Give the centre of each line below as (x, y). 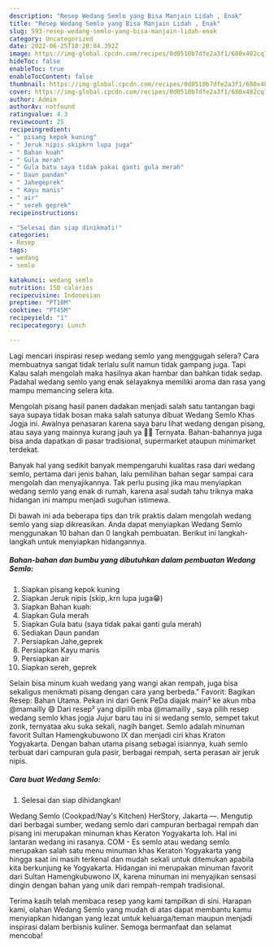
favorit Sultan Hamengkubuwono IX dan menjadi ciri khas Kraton (117, 734)
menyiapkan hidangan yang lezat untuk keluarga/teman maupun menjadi (131, 918)
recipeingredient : (40, 129)
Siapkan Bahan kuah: (56, 607)
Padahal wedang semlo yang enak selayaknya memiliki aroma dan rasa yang (137, 381)
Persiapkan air (45, 658)
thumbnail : (28, 84)
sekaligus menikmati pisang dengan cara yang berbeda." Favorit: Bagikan (132, 691)
